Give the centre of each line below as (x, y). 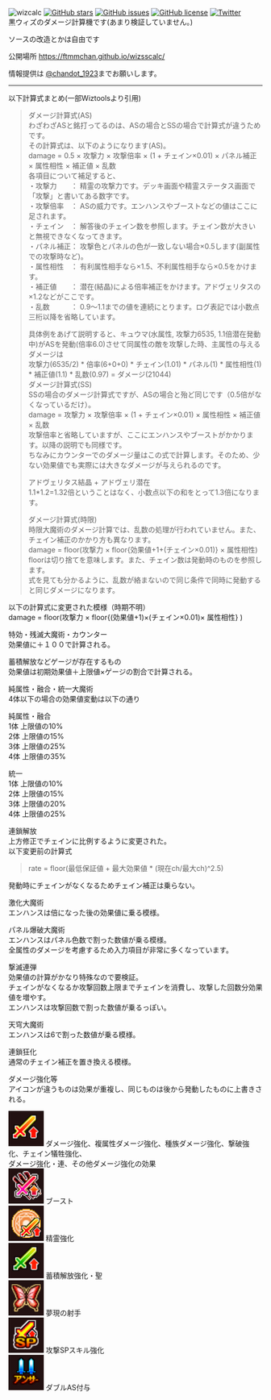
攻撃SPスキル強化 (75, 1350)
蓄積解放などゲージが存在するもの (65, 662)
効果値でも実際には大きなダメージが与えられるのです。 (134, 465)
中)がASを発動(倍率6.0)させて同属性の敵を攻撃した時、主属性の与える (144, 344)
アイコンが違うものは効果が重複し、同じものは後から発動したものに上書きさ (135, 1089)
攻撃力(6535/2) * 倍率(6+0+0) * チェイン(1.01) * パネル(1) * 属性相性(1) (145, 364)
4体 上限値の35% (37, 756)
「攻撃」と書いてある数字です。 (81, 196)
